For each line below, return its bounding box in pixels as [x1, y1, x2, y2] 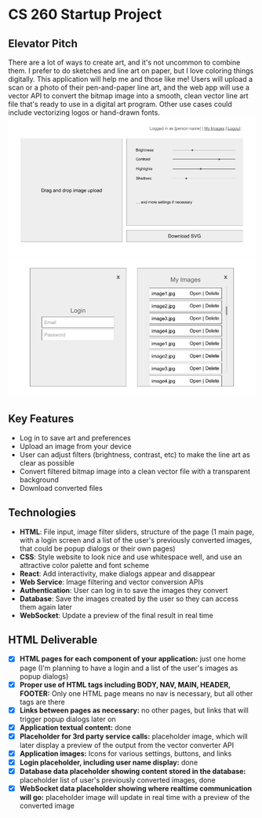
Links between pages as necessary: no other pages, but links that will [19, 706, 249, 715]
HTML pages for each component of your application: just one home [19, 654, 246, 664]
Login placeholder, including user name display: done [19, 757, 198, 767]
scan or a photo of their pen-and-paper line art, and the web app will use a [8, 83, 249, 92]
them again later [19, 602, 73, 611]
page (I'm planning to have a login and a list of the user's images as [19, 663, 238, 672]
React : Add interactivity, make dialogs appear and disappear [19, 569, 216, 578]
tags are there [19, 697, 65, 706]
